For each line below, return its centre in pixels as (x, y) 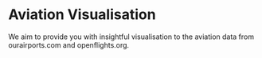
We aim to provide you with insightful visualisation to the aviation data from (131, 37)
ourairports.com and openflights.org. (69, 44)
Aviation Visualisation (82, 15)
